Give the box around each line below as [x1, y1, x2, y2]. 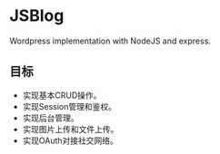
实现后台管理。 [22, 112, 79, 123]
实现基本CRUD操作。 [22, 90, 102, 101]
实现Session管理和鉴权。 [22, 101, 116, 111]
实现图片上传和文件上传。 [22, 123, 119, 134]
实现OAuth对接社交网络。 [22, 135, 118, 146]
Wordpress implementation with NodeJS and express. [9, 35, 212, 46]
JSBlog [9, 5, 65, 26]
